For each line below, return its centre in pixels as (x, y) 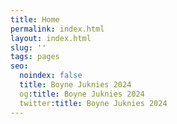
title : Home (35, 19)
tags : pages (35, 57)
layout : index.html (51, 38)
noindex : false (51, 76)
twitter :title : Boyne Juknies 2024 (93, 103)
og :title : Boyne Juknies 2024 (82, 94)
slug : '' (28, 47)
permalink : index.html (57, 29)
